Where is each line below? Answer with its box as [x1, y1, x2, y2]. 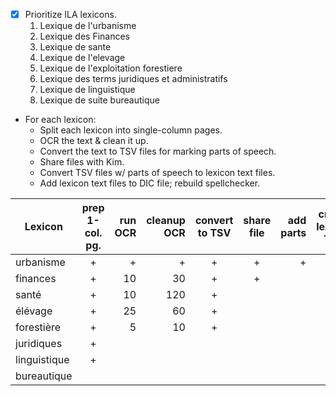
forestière [15, 320, 62, 334]
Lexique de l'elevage [39, 52, 126, 64]
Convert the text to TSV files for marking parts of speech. [39, 145, 277, 158]
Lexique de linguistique [39, 84, 136, 96]
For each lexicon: [24, 114, 97, 126]
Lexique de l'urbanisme [39, 20, 137, 32]
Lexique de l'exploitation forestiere [39, 62, 183, 74]
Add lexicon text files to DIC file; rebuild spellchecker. [39, 177, 261, 189]
